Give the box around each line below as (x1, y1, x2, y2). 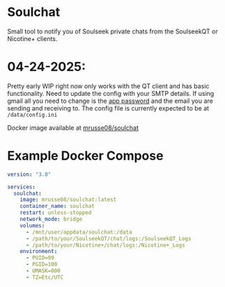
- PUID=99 (25, 254, 54, 261)
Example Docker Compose (7, 148, 164, 164)
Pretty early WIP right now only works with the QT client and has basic (7, 81, 210, 90)
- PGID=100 (25, 261, 58, 268)
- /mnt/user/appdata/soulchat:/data (25, 229, 132, 236)
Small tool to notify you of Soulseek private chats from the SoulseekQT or (7, 27, 218, 35)
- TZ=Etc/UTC (25, 274, 64, 281)
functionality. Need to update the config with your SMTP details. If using (7, 89, 215, 97)
